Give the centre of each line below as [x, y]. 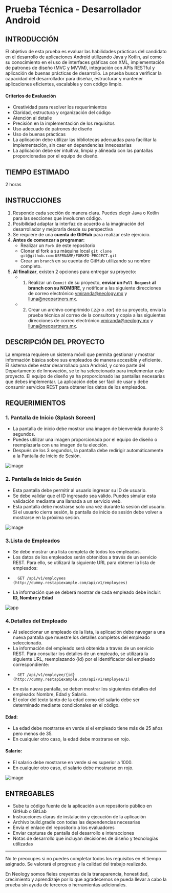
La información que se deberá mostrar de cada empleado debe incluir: [87, 592]
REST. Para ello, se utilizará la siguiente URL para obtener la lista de [84, 562]
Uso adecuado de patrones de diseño [52, 129]
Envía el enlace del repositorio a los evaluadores [64, 828]
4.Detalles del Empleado [36, 621]
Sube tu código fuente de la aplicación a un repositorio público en [82, 806]
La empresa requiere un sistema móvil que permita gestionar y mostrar [80, 354]
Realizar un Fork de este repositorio [58, 245]
